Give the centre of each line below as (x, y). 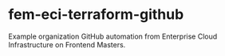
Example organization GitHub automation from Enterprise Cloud (113, 36)
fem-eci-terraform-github (96, 15)
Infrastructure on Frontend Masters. (67, 44)
